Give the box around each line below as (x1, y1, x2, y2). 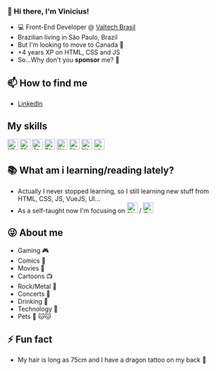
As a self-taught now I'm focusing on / (17, 206, 142, 215)
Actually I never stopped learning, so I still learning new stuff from (17, 187, 210, 195)
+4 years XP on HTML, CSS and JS (17, 48, 121, 57)
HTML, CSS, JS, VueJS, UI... (17, 194, 101, 202)
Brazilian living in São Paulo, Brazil (17, 33, 118, 42)
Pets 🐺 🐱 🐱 (17, 312, 52, 321)
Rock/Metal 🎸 (17, 282, 57, 290)
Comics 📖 (17, 256, 46, 265)
